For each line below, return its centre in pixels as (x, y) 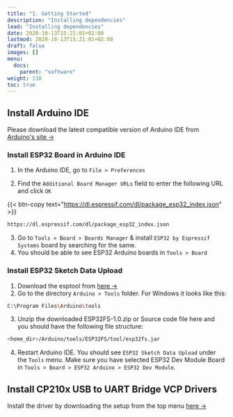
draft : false (26, 46)
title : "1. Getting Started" (49, 14)
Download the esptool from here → (67, 286)
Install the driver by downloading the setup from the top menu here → (107, 406)
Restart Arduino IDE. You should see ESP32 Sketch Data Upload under (116, 352)
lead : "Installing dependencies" (56, 26)
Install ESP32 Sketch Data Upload (65, 270)
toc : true (22, 85)
